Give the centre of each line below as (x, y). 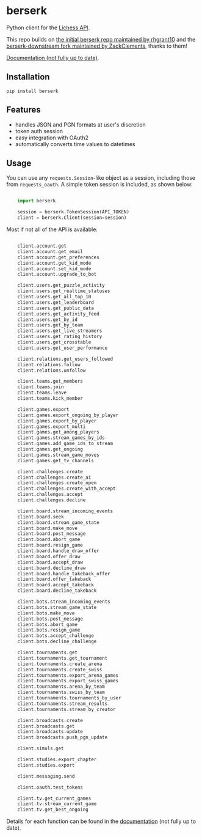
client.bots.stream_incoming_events (64, 602)
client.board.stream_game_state (58, 522)
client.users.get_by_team (50, 325)
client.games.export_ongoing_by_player (68, 415)
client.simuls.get (41, 749)
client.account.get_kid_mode (54, 263)
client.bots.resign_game (49, 630)
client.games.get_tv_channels (56, 460)
